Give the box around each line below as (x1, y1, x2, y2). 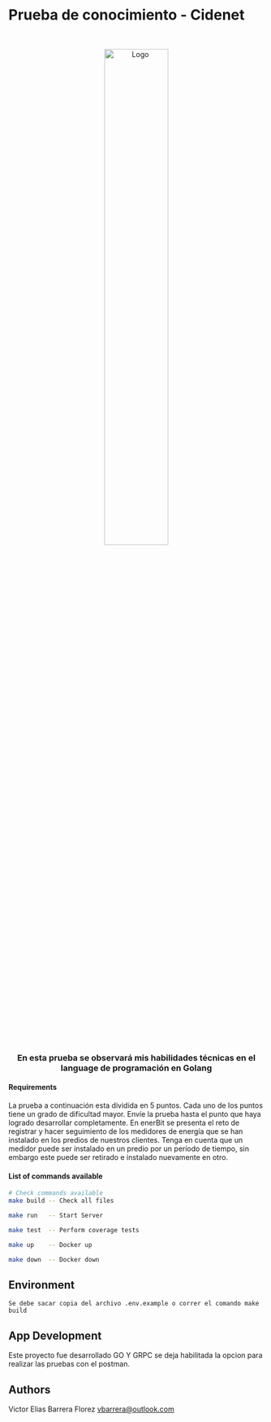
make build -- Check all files (8, 1197, 114, 1205)
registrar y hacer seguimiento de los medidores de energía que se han (8, 1127, 243, 1136)
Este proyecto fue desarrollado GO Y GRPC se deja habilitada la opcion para (8, 1350, 263, 1360)
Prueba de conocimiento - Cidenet (8, 6, 245, 24)
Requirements (8, 1083, 58, 1092)
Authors (8, 1382, 51, 1397)
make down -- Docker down (8, 1255, 100, 1263)
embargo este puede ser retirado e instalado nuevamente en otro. (8, 1153, 229, 1162)
